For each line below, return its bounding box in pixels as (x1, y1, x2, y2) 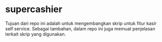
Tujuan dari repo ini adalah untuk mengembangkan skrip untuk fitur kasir (5, 20, 157, 26)
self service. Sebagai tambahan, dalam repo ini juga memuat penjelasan (5, 25, 155, 31)
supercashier (5, 4, 62, 15)
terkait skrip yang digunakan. (5, 31, 66, 37)
